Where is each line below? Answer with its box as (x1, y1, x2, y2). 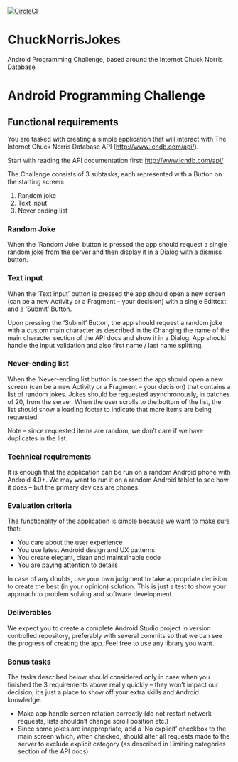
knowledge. (7, 696, 42, 704)
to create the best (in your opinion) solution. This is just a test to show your (7, 582, 227, 591)
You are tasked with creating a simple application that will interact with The (7, 134, 227, 143)
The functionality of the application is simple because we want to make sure (7, 517, 230, 526)
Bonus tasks (7, 657, 51, 667)
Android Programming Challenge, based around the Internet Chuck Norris (7, 55, 223, 63)
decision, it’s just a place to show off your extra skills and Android (7, 688, 199, 697)
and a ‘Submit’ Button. (7, 305, 72, 313)
